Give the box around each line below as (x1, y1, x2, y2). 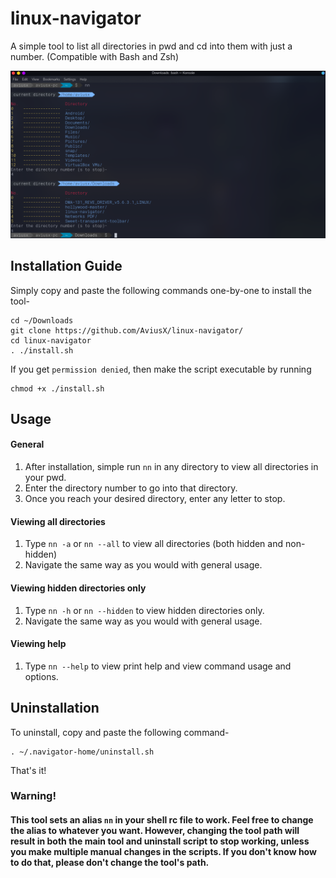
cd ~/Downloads (10, 315, 74, 326)
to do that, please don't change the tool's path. (10, 857, 210, 869)
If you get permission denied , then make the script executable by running (10, 363, 312, 375)
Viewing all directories (10, 515, 106, 527)
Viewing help (10, 638, 67, 650)
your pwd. (24, 472, 67, 484)
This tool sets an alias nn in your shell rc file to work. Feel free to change (10, 814, 314, 826)
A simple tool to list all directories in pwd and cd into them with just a (10, 40, 293, 52)
